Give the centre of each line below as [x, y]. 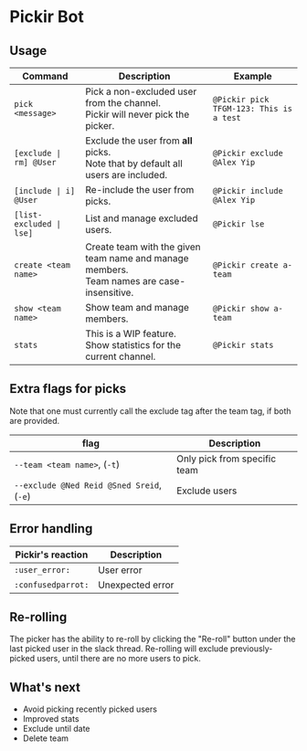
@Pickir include [248, 190]
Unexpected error [136, 585]
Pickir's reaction [52, 555]
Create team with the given [143, 247]
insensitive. [110, 292]
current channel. [121, 356]
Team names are [121, 281]
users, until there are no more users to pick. [119, 659]
